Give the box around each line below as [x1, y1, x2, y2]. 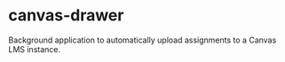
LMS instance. [8, 43, 61, 54]
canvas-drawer [8, 5, 124, 26]
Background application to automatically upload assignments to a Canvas [8, 35, 277, 45]
